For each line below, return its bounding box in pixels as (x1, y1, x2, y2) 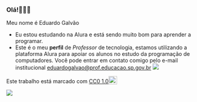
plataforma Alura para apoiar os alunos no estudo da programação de (15, 50, 190, 58)
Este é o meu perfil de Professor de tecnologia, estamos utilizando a (15, 44, 187, 51)
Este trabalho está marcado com (6, 78, 88, 85)
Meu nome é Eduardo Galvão (6, 19, 80, 27)
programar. (15, 38, 44, 45)
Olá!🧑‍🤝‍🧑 (6, 5, 32, 14)
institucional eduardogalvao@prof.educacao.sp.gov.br (15, 64, 151, 72)
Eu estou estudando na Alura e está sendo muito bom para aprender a (15, 31, 192, 38)
